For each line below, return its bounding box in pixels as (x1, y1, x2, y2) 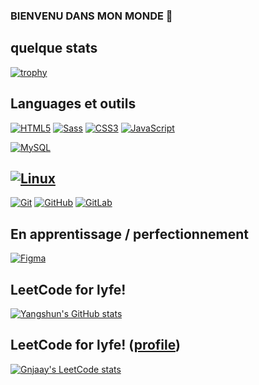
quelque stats (10, 40, 98, 57)
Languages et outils (10, 95, 137, 113)
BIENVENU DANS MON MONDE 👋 (10, 9, 173, 23)
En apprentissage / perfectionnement (10, 225, 249, 243)
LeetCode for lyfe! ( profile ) (10, 337, 181, 354)
